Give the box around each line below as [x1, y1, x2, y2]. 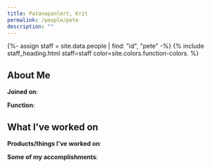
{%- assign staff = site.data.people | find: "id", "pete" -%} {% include [7, 42, 205, 50]
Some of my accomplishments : [7, 153, 98, 161]
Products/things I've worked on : [7, 140, 102, 147]
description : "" [7, 23, 54, 30]
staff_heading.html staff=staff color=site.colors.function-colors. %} [7, 49, 199, 57]
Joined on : [7, 88, 39, 96]
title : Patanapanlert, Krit [7, 10, 89, 17]
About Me [7, 69, 51, 81]
